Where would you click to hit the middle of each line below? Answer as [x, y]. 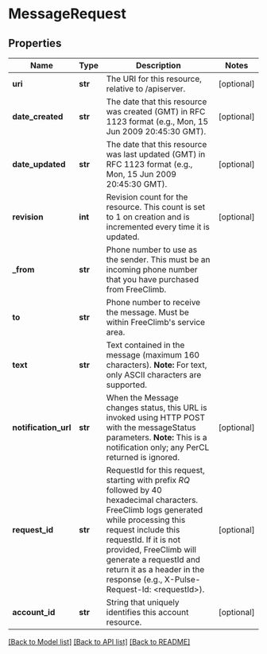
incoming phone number [152, 269]
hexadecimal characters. [152, 500]
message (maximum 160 [153, 355]
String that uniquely [143, 602]
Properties [35, 43]
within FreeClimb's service [155, 322]
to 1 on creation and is [148, 217]
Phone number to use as [151, 250]
